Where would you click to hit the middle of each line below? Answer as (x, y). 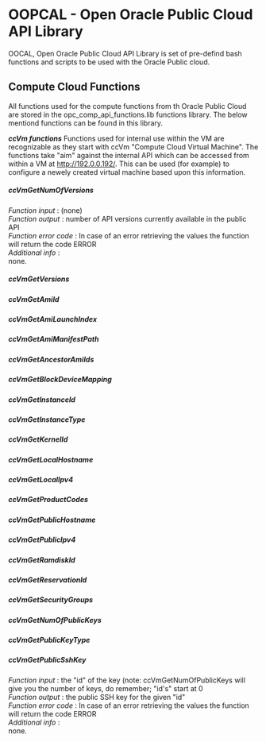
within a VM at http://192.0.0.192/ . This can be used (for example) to (119, 164)
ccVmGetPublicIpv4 (42, 540)
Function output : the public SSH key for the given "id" (97, 697)
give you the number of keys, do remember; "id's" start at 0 (106, 688)
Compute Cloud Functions (74, 87)
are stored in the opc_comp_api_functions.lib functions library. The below (128, 114)
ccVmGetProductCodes (48, 500)
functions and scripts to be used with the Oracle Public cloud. (109, 62)
